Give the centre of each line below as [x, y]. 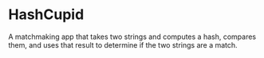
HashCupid [46, 15]
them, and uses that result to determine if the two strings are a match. [123, 44]
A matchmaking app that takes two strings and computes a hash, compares [132, 37]
